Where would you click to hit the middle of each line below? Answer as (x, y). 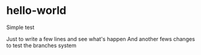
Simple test (20, 27)
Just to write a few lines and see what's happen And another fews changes (101, 39)
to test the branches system (41, 45)
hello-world (37, 11)
